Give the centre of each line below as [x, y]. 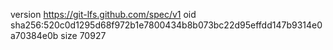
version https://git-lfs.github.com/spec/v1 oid [103, 14]
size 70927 [83, 35]
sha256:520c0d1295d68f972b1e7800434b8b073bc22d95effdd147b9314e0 [166, 25]
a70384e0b [34, 35]
